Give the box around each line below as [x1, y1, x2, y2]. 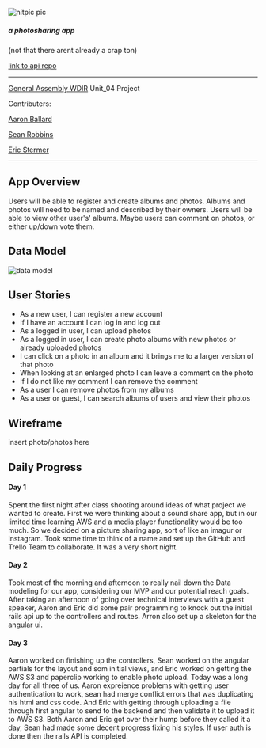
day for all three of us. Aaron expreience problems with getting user [8, 681, 230, 690]
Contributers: [8, 99, 51, 108]
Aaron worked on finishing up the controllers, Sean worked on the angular [8, 655, 249, 665]
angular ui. [8, 620, 44, 629]
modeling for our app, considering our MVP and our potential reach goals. [8, 587, 249, 596]
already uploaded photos [19, 343, 102, 352]
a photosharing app [8, 25, 75, 35]
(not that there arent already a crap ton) [8, 45, 138, 55]
